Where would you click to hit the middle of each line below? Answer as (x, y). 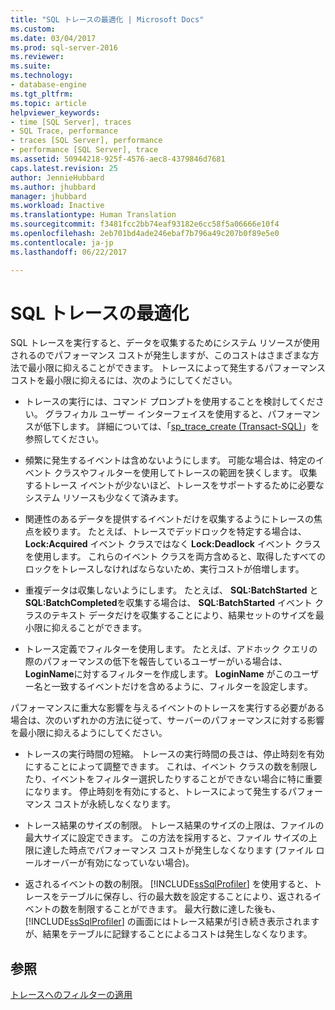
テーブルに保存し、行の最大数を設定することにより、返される (186, 897)
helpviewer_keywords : (55, 112)
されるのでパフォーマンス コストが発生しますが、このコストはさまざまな (160, 355)
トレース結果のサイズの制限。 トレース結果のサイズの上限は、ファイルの (174, 825)
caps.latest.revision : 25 (64, 168)
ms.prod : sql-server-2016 (64, 47)
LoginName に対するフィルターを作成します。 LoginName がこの (158, 674)
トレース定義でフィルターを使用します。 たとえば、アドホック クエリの (171, 649)
